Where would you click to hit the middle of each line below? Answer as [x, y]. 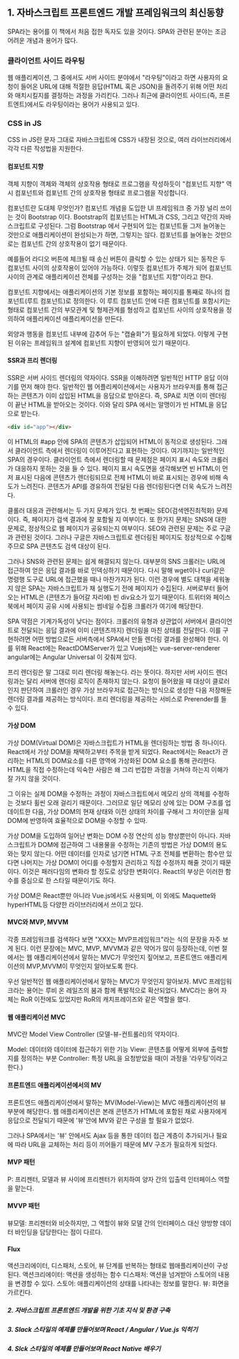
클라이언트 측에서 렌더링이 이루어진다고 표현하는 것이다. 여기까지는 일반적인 [119, 450]
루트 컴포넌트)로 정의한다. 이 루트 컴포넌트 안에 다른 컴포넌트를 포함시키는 [129, 301]
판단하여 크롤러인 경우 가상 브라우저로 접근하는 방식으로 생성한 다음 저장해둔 [126, 690]
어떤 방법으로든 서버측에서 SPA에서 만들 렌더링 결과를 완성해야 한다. [126, 639]
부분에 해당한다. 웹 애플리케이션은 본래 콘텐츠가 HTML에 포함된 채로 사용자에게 [117, 1111]
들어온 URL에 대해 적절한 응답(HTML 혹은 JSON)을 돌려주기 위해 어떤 [118, 87]
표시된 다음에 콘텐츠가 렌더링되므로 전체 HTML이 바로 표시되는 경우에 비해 [118, 477]
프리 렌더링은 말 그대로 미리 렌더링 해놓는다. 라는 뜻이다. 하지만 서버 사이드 [111, 672]
